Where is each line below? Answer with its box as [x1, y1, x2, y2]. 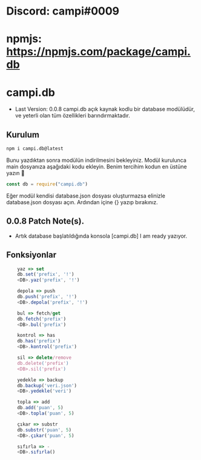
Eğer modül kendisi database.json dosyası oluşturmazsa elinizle [6, 192, 165, 199]
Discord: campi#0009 [6, 4, 120, 18]
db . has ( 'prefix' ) [17, 338, 61, 344]
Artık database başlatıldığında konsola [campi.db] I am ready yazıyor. [15, 232, 188, 239]
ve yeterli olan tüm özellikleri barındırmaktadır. [15, 112, 130, 119]
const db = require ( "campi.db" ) [6, 181, 88, 187]
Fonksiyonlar [6, 250, 56, 260]
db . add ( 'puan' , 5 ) [17, 405, 64, 411]
